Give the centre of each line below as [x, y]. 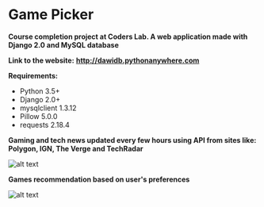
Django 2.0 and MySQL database [63, 44]
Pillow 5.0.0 [38, 116]
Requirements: [33, 75]
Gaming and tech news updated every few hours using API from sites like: [132, 140]
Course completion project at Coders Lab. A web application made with [128, 36]
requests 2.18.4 [44, 125]
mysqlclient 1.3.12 [48, 108]
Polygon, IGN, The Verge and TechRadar [76, 148]
